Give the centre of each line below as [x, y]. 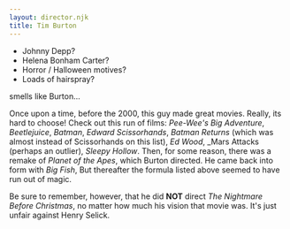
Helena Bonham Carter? [65, 60]
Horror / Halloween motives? [74, 69]
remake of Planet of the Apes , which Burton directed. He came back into [141, 160]
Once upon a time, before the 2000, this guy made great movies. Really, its [145, 113]
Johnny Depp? [49, 50]
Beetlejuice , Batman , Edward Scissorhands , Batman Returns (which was [141, 132]
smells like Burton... [45, 96]
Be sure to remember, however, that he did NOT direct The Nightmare [136, 196]
